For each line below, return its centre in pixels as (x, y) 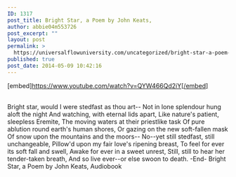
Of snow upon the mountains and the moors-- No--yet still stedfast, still (111, 136)
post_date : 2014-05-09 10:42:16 (54, 66)
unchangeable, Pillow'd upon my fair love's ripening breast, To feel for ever (116, 143)
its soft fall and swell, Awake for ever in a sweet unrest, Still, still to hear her (116, 151)
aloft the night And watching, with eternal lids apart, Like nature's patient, (113, 114)
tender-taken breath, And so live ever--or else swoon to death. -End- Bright (117, 159)
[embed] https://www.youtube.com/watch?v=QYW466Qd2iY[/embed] (108, 85)
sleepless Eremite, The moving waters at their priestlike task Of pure (106, 121)
